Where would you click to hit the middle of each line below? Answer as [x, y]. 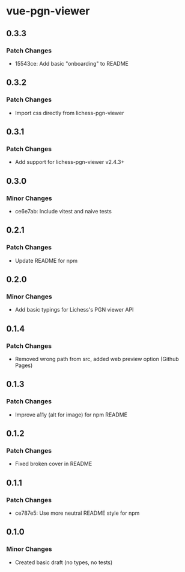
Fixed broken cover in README [53, 464]
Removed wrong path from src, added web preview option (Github [97, 359]
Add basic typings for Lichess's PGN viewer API [74, 310]
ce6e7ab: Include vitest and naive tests [63, 211]
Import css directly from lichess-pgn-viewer [69, 113]
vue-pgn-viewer [48, 11]
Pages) [24, 365]
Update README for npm [46, 260]
